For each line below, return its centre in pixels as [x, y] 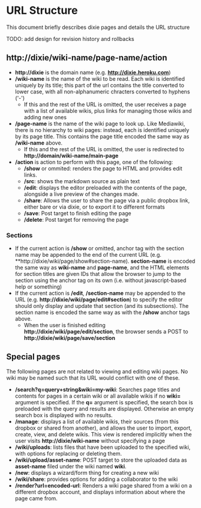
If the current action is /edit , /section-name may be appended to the [100, 293]
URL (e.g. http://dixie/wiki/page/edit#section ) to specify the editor [99, 299]
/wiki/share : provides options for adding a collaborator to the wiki [96, 479]
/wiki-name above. [39, 143]
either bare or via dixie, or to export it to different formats [94, 207]
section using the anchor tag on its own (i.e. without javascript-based [100, 280]
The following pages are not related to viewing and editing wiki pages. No [97, 371]
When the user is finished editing [65, 325]
